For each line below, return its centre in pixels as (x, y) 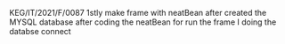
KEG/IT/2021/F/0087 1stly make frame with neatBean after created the (138, 13)
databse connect (40, 31)
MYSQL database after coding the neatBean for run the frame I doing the (143, 22)
